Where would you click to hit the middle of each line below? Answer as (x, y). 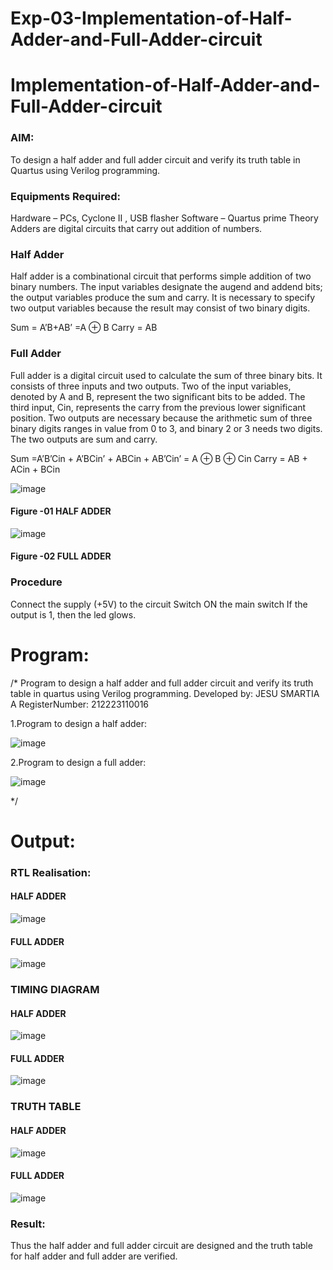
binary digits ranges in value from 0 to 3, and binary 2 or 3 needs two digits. (166, 428)
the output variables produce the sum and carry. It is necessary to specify (163, 298)
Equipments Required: (65, 196)
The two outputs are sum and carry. (84, 439)
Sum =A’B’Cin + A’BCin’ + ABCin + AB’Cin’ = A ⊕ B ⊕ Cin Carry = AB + (159, 458)
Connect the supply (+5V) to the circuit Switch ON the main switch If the (159, 604)
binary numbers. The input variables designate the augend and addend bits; (166, 287)
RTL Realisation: (51, 872)
